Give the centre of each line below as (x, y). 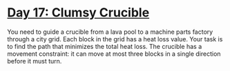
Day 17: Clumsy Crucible (78, 13)
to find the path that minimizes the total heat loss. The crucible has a (105, 46)
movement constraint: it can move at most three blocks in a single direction (114, 54)
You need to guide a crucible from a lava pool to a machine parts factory (110, 32)
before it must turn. (35, 61)
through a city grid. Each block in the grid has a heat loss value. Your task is (115, 39)
